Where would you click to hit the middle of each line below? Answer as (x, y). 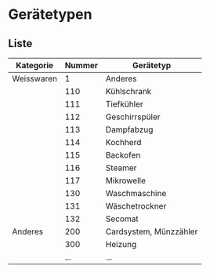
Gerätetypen (50, 15)
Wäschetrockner (136, 206)
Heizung (121, 244)
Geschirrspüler (133, 117)
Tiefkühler (124, 104)
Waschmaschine (136, 193)
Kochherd (123, 142)
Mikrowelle (126, 180)
